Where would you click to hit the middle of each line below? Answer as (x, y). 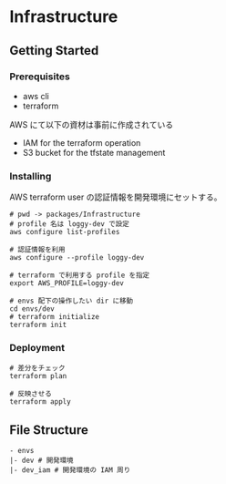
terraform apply (40, 402)
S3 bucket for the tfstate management (94, 152)
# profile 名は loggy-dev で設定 (69, 224)
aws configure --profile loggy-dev (77, 258)
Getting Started (54, 51)
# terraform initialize (55, 317)
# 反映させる (31, 394)
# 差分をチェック (37, 368)
